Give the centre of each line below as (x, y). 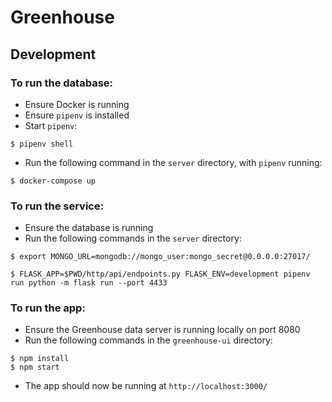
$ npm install (40, 359)
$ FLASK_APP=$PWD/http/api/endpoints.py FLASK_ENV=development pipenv (160, 274)
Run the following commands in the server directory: (133, 238)
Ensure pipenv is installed (77, 115)
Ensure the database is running (89, 228)
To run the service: (57, 206)
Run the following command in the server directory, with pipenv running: (173, 162)
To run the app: (48, 308)
